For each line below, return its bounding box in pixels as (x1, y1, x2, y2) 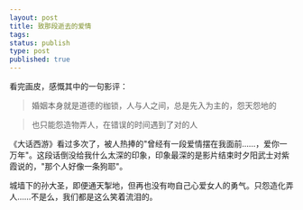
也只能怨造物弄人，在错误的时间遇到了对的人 (31, 119, 198, 130)
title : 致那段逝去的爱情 (9, 22, 92, 31)
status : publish (9, 38, 70, 48)
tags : (9, 30, 30, 39)
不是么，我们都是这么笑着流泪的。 (31, 191, 158, 202)
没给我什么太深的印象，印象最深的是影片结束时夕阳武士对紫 (68, 150, 290, 160)
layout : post (9, 13, 59, 23)
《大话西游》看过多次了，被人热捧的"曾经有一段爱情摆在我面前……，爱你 (9, 139, 280, 149)
